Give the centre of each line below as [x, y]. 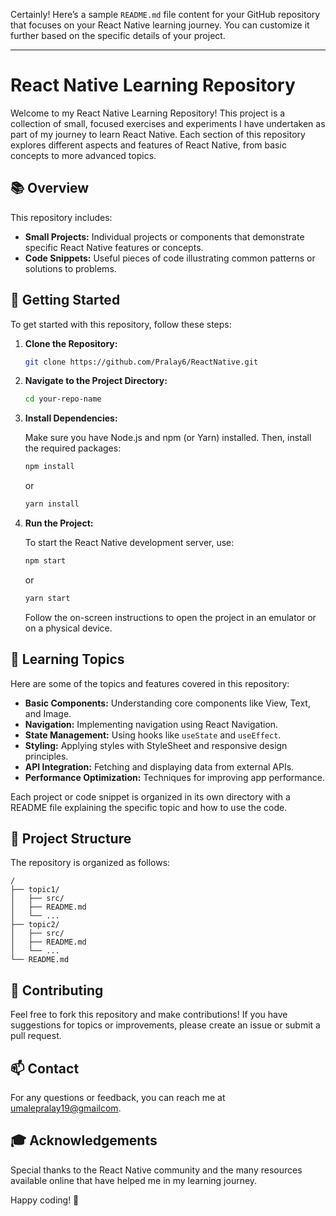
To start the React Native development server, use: [129, 543]
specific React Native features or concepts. [114, 247]
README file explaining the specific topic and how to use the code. [149, 807]
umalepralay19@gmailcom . [66, 1108]
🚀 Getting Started [65, 300]
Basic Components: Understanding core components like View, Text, [167, 703]
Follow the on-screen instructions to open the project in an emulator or [170, 617]
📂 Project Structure [71, 839]
